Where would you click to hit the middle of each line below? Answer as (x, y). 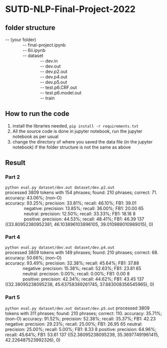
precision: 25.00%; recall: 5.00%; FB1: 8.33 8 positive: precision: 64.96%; (81, 329)
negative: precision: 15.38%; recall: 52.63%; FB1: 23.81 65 (82, 268)
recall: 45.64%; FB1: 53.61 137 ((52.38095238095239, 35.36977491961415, (82, 335)
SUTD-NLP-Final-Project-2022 (70, 9)
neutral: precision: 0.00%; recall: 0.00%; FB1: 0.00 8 (76, 273)
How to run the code (37, 114)
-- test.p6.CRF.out (59, 87)
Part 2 (13, 177)
